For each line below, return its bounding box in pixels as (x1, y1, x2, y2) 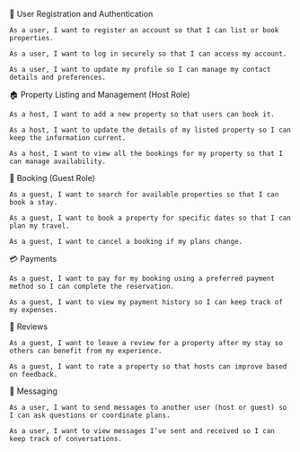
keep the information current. (9, 134, 127, 143)
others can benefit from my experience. (9, 346, 163, 355)
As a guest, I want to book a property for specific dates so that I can (9, 213, 292, 222)
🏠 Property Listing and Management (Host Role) (9, 90, 190, 100)
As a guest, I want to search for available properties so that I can (9, 190, 279, 199)
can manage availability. (9, 157, 106, 166)
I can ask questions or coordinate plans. (9, 411, 171, 420)
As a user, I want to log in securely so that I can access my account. (9, 49, 287, 58)
